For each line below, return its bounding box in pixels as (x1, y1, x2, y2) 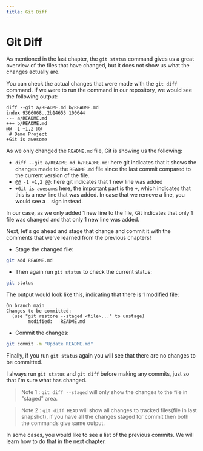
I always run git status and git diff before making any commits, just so (6, 370, 190, 378)
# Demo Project (8, 131, 47, 137)
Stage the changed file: (15, 245, 74, 253)
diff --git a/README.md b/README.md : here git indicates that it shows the (15, 158, 197, 166)
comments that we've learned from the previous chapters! (6, 234, 151, 241)
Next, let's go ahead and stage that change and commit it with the (6, 227, 171, 234)
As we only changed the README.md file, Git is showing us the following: (6, 147, 183, 154)
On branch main (6, 303, 45, 309)
